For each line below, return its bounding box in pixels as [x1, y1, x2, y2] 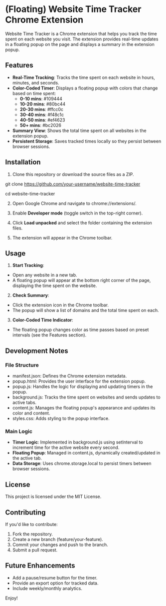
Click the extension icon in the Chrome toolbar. [12, 302, 109, 308]
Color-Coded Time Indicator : [12, 317, 73, 323]
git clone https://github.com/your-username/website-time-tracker [5, 181, 141, 187]
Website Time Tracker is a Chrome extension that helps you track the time [5, 30, 157, 36]
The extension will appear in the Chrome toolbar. [12, 234, 113, 240]
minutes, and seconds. [12, 79, 59, 85]
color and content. [12, 410, 50, 416]
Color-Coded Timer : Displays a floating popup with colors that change [12, 85, 158, 91]
